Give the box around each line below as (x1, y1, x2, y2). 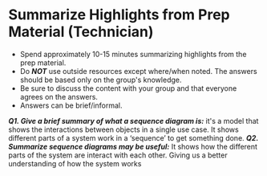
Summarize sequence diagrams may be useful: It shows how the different (8, 141, 258, 151)
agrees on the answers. (19, 92, 99, 101)
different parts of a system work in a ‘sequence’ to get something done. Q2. (8, 133, 259, 142)
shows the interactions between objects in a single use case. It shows (8, 125, 239, 134)
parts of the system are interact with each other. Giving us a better (8, 150, 228, 160)
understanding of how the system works (8, 158, 142, 168)
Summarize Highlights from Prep (8, 6, 230, 24)
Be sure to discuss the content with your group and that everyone (19, 83, 237, 93)
